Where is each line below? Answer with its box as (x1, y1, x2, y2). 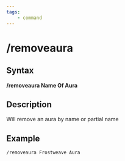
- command (17, 15, 43, 21)
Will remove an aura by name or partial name (6, 116, 119, 123)
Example (6, 133, 40, 144)
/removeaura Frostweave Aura (6, 149, 80, 156)
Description (6, 99, 52, 110)
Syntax (6, 66, 34, 76)
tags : (6, 9, 20, 15)
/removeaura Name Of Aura (6, 81, 78, 89)
